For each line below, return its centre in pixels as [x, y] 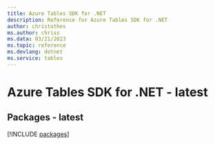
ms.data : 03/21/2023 [37, 39]
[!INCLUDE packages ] [38, 134]
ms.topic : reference [37, 45]
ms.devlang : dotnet [35, 52]
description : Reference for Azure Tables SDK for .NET [88, 20]
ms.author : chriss [33, 33]
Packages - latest [45, 118]
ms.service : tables [35, 58]
